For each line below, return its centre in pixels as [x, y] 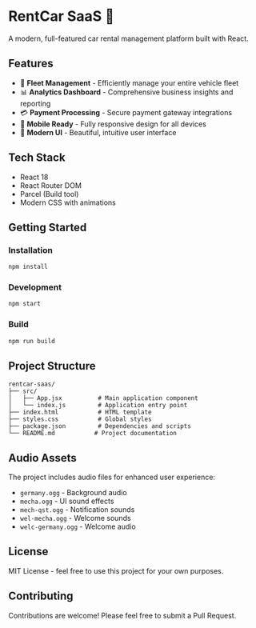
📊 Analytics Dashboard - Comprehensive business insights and [126, 92]
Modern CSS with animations [68, 202]
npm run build [32, 341]
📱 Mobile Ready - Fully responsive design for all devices [113, 124]
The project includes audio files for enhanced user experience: [112, 477]
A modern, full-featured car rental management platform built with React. [129, 38]
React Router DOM [51, 185]
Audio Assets [43, 458]
